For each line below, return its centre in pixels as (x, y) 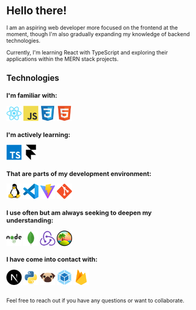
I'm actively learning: (38, 135)
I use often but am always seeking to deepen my (79, 213)
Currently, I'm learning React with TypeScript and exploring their (87, 52)
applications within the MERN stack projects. (63, 59)
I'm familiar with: (32, 95)
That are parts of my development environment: (79, 174)
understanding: (30, 221)
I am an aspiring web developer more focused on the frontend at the (92, 28)
